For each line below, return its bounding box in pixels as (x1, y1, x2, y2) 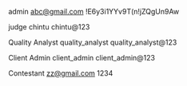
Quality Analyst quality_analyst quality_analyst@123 (8, 37, 177, 47)
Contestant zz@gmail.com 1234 (8, 68, 113, 78)
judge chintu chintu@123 (8, 22, 90, 31)
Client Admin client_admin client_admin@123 (8, 53, 156, 62)
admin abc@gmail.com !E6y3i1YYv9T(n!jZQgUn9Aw (8, 7, 180, 16)
